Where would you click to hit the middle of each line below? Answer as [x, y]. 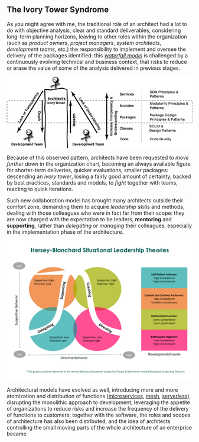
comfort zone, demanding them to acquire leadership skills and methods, [96, 207]
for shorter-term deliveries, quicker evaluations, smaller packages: [88, 170]
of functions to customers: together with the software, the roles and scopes [99, 415]
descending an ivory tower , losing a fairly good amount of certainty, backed [99, 176]
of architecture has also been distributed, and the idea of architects [89, 421]
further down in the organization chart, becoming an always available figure [99, 164]
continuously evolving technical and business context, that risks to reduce [97, 62]
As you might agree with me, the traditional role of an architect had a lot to [97, 24]
